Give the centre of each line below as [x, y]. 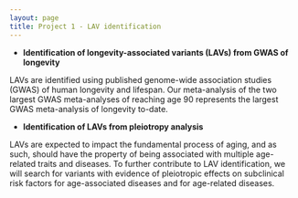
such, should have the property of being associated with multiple [132, 154]
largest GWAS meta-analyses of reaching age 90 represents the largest [144, 99]
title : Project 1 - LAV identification [85, 26]
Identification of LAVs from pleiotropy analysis [113, 126]
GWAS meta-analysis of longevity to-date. [89, 109]
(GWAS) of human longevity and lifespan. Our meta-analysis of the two [143, 89]
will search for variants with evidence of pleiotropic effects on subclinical [147, 173]
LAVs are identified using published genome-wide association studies [141, 79]
